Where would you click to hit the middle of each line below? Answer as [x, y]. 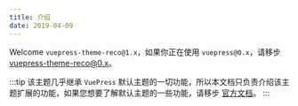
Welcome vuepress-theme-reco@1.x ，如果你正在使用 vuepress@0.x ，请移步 [145, 52]
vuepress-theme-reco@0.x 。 [63, 63]
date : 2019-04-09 [41, 26]
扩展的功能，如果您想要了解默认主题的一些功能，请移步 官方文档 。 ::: [143, 93]
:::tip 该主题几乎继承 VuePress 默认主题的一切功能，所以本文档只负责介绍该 [145, 81]
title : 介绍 [30, 17]
